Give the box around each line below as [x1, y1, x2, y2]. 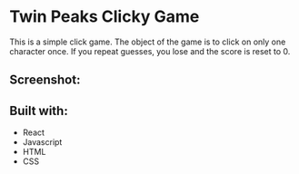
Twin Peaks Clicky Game [9, 6, 200, 27]
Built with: [9, 102, 68, 119]
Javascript [22, 137, 63, 148]
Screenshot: [9, 72, 81, 88]
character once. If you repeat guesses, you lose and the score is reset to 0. [9, 45, 291, 56]
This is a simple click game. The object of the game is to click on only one [9, 36, 286, 47]
